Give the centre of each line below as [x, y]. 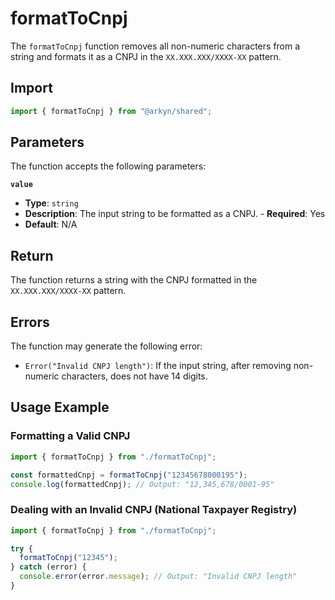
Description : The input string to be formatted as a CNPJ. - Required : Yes [175, 214]
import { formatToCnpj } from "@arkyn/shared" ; [111, 111]
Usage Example [60, 407]
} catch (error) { [48, 567]
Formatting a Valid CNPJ [70, 436]
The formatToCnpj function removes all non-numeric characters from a [155, 46]
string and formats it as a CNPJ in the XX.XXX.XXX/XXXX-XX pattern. [146, 56]
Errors [30, 322]
